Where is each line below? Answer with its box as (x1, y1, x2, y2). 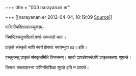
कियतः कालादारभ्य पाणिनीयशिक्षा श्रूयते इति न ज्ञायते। (5, 64, 89, 70)
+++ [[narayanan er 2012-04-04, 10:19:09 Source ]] (5, 14, 113, 20)
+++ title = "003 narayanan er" (5, 5, 70, 10)
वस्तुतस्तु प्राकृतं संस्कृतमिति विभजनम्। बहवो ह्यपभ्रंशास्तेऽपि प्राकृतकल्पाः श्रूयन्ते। (5, 54, 131, 60)
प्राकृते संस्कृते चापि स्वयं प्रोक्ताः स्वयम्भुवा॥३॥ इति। (5, 44, 88, 50)
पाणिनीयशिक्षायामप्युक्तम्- (5, 24, 45, 30)
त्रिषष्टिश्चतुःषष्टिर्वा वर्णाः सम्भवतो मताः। (5, 34, 67, 40)
